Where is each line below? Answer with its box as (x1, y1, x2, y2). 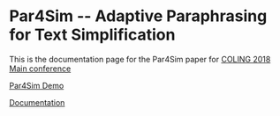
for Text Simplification (9, 25, 176, 45)
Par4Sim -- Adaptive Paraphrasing (9, 6, 268, 26)
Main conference (9, 63, 72, 74)
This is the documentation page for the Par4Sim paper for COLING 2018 (9, 54, 271, 64)
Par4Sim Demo (9, 80, 64, 91)
